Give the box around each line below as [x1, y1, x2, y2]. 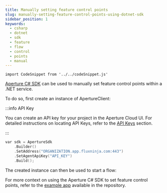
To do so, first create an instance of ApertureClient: [5, 96, 111, 102]
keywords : [5, 21, 26, 26]
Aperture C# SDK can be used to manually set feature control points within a [5, 81, 163, 87]
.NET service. [5, 86, 33, 92]
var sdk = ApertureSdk [5, 140, 52, 145]
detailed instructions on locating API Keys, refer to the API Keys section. [5, 120, 153, 126]
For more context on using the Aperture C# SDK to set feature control [5, 177, 148, 183]
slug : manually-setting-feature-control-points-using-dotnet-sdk [5, 12, 144, 17]
